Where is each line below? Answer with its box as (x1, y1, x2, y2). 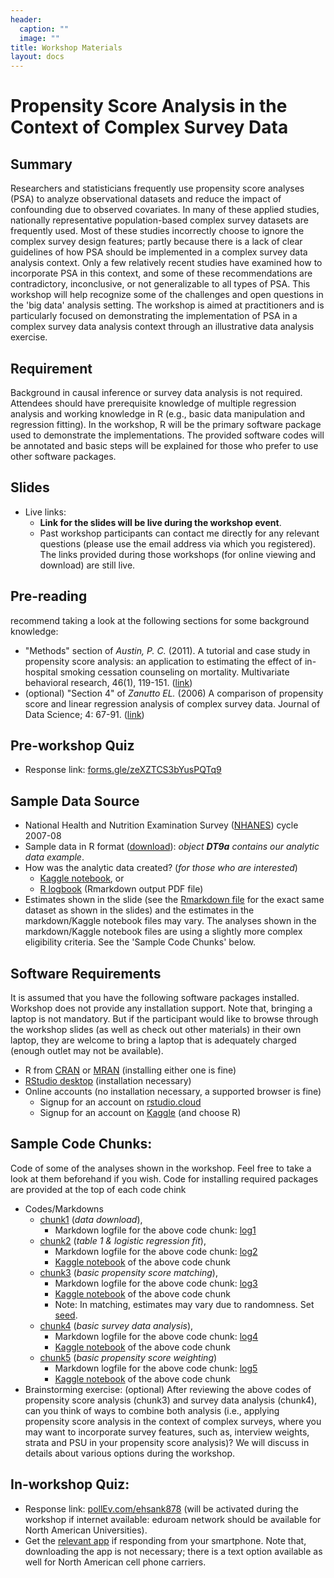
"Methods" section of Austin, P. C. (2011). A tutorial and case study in (24, 644, 311, 656)
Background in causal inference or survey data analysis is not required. (10, 386, 303, 398)
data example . (24, 851, 85, 863)
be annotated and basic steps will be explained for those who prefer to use (10, 439, 319, 451)
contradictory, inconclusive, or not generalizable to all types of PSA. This (10, 278, 311, 290)
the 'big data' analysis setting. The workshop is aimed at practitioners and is (10, 299, 325, 311)
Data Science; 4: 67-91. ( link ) (24, 708, 145, 720)
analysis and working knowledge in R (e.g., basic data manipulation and (10, 407, 306, 420)
